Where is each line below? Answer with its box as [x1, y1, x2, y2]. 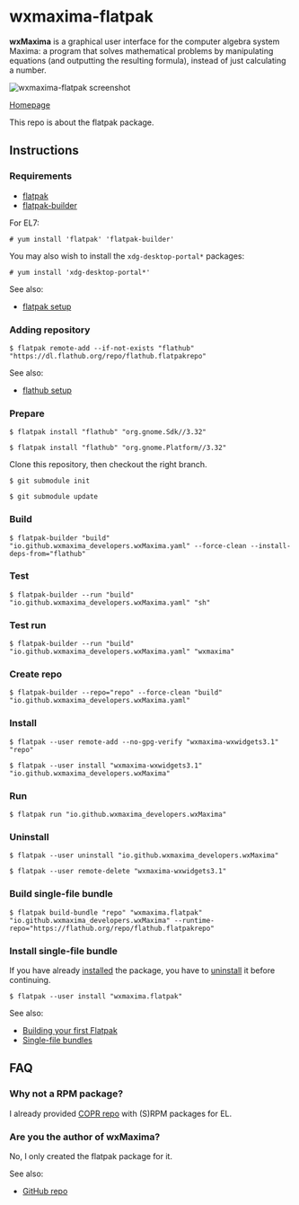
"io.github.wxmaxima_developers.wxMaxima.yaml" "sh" [9, 598, 211, 607]
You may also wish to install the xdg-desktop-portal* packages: [9, 250, 245, 261]
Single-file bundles [22, 1034, 92, 1045]
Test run [9, 618, 47, 631]
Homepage [9, 99, 51, 110]
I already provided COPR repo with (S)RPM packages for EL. [9, 1108, 233, 1119]
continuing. [9, 974, 51, 985]
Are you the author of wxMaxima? [9, 1130, 161, 1143]
